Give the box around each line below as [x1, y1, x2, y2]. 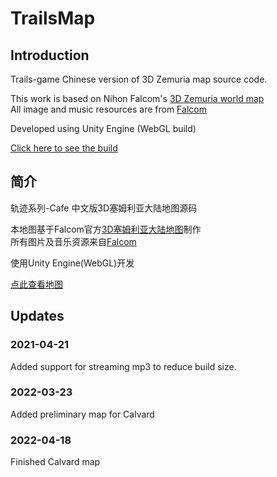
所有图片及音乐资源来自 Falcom [10, 235, 137, 247]
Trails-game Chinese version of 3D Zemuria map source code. [10, 73, 268, 85]
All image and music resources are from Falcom [10, 103, 207, 115]
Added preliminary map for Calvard [10, 408, 155, 420]
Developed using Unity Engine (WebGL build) [10, 123, 197, 134]
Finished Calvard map [10, 456, 101, 468]
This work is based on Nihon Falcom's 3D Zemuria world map [10, 93, 265, 104]
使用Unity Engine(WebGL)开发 [10, 257, 135, 269]
